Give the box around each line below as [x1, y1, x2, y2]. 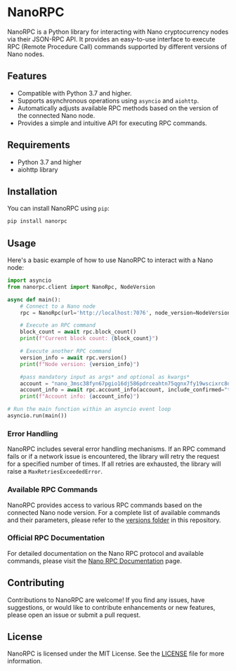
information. [7, 657, 43, 665]
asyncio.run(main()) [7, 412, 68, 419]
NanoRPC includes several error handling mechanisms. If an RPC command [7, 445, 226, 453]
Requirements [7, 139, 70, 151]
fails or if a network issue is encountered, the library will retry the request [7, 452, 220, 461]
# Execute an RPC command [20, 322, 96, 329]
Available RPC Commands [7, 485, 98, 495]
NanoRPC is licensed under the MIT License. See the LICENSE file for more [7, 649, 225, 658]
